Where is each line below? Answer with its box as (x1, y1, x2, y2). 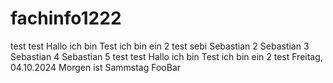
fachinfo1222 (10, 7, 122, 30)
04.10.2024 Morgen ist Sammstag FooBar (10, 61, 182, 73)
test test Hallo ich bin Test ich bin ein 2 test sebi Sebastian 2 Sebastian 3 (10, 40, 310, 52)
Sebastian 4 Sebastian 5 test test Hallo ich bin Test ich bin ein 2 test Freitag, (10, 50, 323, 62)
